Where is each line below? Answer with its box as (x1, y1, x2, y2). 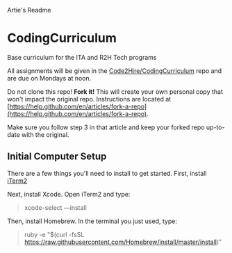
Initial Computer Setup (7, 151, 107, 163)
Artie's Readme (7, 6, 51, 14)
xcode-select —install (24, 203, 87, 211)
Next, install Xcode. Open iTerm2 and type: (7, 190, 131, 198)
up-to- (206, 123, 225, 131)
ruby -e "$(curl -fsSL (24, 230, 85, 238)
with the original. (21, 130, 69, 138)
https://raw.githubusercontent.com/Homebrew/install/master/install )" (24, 238, 222, 246)
